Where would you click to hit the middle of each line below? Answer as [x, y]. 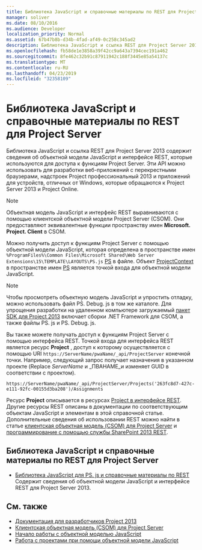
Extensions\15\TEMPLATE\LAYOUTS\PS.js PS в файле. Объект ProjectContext [100, 261]
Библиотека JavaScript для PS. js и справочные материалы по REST [102, 475]
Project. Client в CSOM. [36, 231]
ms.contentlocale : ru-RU [37, 68]
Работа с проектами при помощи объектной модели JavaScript [96, 540]
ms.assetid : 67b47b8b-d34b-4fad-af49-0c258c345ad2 [71, 40]
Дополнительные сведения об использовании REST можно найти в [93, 420]
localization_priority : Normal [45, 34]
